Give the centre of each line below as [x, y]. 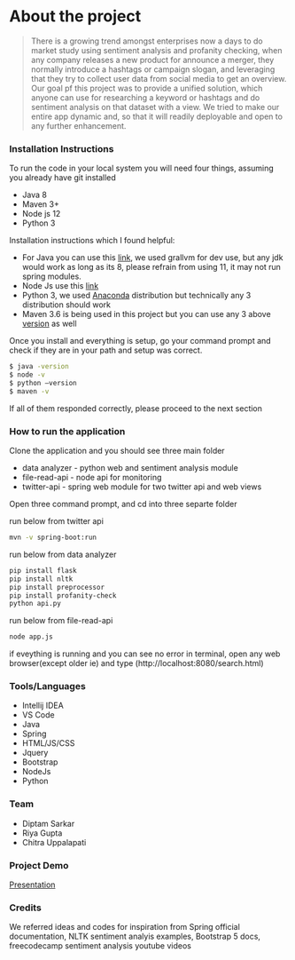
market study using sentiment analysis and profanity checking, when [156, 50]
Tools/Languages [47, 686]
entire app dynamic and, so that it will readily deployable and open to [157, 116]
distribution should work [66, 305]
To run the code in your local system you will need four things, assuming [142, 168]
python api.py [35, 604]
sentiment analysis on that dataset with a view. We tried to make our [155, 107]
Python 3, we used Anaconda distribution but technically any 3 [136, 296]
